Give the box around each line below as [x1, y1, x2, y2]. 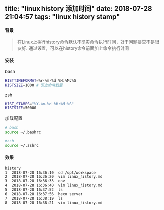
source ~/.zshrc [5, 143, 39, 148]
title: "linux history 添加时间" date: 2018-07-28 [5, 4, 152, 13]
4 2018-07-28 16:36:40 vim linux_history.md [5, 183, 103, 188]
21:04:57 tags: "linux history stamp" [5, 13, 120, 21]
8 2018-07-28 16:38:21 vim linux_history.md [5, 200, 103, 205]
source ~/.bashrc [5, 130, 41, 135]
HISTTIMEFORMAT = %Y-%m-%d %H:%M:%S [5, 78, 77, 83]
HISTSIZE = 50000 [5, 105, 37, 111]
